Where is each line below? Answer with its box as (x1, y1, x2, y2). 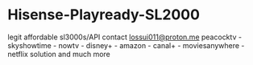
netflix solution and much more (7, 49, 110, 59)
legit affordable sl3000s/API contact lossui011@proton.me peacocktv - (7, 32, 243, 42)
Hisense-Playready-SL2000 (7, 6, 201, 24)
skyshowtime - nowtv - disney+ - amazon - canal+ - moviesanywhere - (7, 40, 245, 50)
